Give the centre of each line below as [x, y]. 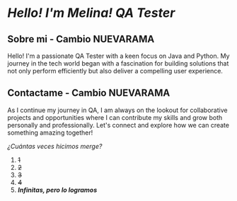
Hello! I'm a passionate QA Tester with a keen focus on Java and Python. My [118, 56]
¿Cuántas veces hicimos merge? [55, 146]
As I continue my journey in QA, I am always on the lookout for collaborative [117, 110]
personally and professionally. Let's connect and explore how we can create [118, 125]
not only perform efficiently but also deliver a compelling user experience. [115, 71]
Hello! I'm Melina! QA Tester [91, 13]
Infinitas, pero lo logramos [57, 190]
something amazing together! [50, 133]
